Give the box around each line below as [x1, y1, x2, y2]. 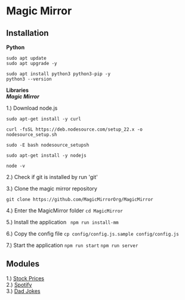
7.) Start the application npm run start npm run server [6, 242, 138, 249]
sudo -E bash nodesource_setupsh [6, 142, 90, 148]
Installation [6, 28, 49, 38]
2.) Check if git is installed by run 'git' [6, 174, 98, 180]
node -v [6, 163, 26, 169]
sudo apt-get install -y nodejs [6, 153, 87, 159]
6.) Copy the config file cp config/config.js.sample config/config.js [6, 230, 179, 237]
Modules [6, 259, 40, 269]
